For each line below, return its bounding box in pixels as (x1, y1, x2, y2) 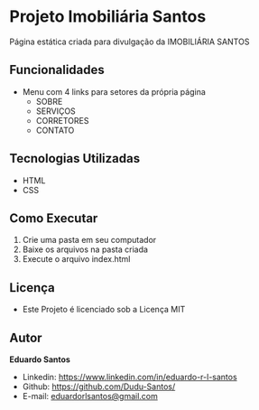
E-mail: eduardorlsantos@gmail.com (22, 391, 158, 401)
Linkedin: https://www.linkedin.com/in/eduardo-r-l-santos (22, 372, 237, 382)
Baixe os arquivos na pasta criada (22, 244, 149, 255)
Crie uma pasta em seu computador (22, 235, 157, 246)
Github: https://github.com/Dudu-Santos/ (22, 381, 176, 392)
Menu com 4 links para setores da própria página (22, 86, 206, 97)
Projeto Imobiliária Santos (9, 6, 207, 27)
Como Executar (9, 210, 98, 226)
